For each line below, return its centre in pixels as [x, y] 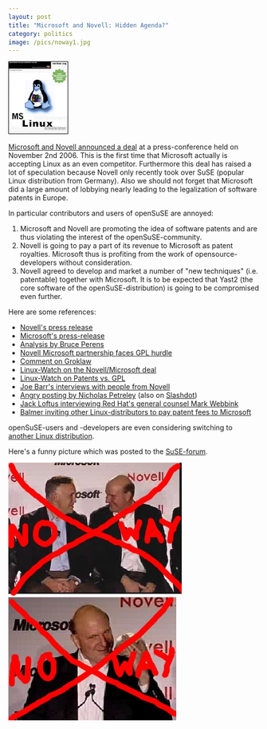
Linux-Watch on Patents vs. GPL [73, 378]
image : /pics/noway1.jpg [49, 42]
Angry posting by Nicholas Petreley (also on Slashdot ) [108, 396]
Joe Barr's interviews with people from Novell [95, 387]
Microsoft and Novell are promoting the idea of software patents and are [138, 229]
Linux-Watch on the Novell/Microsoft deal [88, 370]
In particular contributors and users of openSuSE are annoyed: [111, 213]
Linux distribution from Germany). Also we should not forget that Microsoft [131, 181]
